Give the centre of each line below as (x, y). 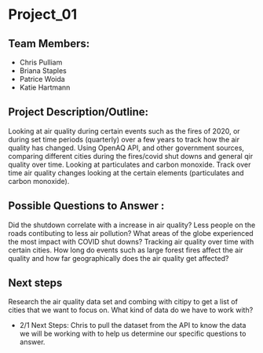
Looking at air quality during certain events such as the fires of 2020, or (124, 131)
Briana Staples (43, 71)
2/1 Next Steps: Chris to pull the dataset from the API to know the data (133, 325)
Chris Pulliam (41, 62)
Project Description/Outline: (79, 112)
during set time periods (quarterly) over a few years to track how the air (124, 139)
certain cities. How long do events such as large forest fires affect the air (126, 250)
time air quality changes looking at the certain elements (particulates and (126, 173)
